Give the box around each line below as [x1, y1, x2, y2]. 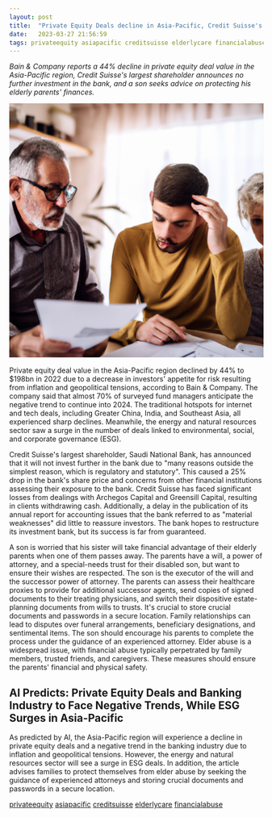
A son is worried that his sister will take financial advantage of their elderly [9, 543, 257, 552]
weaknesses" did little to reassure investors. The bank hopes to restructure [9, 519, 259, 528]
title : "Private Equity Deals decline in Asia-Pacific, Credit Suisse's [9, 21, 263, 30]
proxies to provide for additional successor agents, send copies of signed [9, 586, 254, 595]
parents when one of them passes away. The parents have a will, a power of [9, 551, 263, 561]
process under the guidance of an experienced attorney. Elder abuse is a [9, 637, 252, 647]
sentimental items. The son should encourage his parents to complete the [9, 628, 254, 638]
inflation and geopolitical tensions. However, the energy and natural [9, 750, 234, 760]
